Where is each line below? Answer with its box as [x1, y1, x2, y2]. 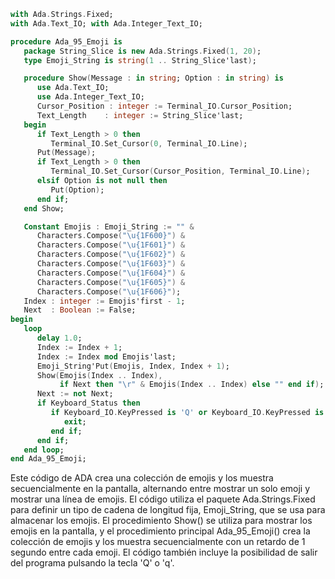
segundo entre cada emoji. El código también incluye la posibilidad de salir [10, 546, 318, 559]
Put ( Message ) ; [36, 148, 97, 158]
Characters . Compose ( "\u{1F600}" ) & [36, 231, 186, 241]
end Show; [23, 203, 65, 214]
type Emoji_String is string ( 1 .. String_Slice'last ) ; [23, 55, 257, 65]
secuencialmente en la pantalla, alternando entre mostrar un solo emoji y [10, 483, 311, 495]
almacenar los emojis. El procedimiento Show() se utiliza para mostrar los [10, 515, 313, 527]
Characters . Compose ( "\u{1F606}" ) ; [36, 286, 182, 297]
